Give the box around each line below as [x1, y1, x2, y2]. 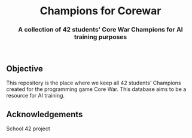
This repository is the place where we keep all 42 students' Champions [6, 79, 181, 87]
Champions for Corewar [39, 4, 161, 18]
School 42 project [6, 125, 51, 132]
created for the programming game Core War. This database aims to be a [6, 86, 187, 93]
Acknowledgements [6, 109, 83, 120]
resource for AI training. [6, 92, 65, 99]
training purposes [74, 33, 127, 41]
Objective [6, 64, 44, 74]
